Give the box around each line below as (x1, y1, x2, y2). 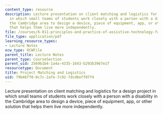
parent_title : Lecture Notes (5, 52, 64, 57)
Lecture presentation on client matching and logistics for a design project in (5, 88, 156, 94)
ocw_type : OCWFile (5, 48, 42, 52)
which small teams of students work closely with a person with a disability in (5, 93, 158, 99)
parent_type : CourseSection (5, 57, 62, 62)
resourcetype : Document (5, 66, 53, 71)
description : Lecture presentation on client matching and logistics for (5, 12, 158, 16)
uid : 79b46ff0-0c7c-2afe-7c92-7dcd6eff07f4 (5, 75, 95, 80)
